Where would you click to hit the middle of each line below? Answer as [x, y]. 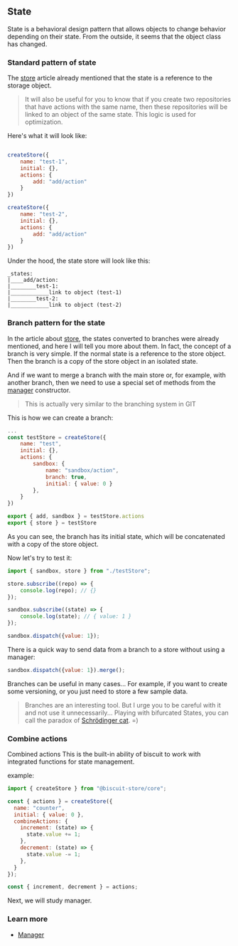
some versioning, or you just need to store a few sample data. [98, 691]
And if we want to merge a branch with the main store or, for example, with [117, 375]
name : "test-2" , [44, 214]
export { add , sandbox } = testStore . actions [76, 516]
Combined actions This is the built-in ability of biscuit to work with [104, 755]
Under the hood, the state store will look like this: [79, 261]
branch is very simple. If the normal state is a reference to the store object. [117, 353]
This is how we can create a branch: [60, 417]
